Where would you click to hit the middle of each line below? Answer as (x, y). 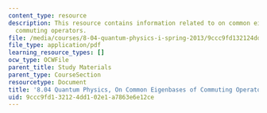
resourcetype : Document (48, 82)
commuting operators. (51, 30)
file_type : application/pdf (55, 45)
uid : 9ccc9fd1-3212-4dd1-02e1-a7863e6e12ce (81, 97)
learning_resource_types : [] (56, 53)
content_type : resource (48, 16)
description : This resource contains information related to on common (129, 23)
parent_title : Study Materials (60, 68)
